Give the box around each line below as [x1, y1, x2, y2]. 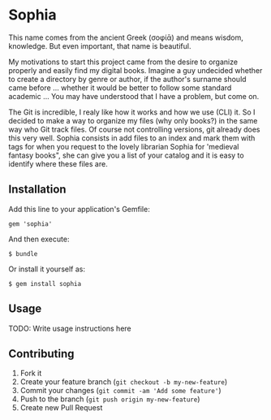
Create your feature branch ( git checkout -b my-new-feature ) [19, 377, 228, 387]
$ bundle [8, 249, 38, 258]
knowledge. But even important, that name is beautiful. [8, 41, 191, 50]
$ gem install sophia [8, 279, 82, 288]
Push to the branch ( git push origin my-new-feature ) [19, 394, 200, 404]
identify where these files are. [8, 158, 108, 168]
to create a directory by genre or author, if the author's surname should [8, 74, 247, 84]
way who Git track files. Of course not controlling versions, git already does [8, 124, 260, 134]
